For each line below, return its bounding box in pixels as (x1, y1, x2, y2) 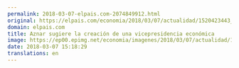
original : (7, 17, 37, 24)
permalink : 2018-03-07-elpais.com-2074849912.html (7, 10, 161, 18)
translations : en (7, 50, 59, 57)
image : (7, 37, 27, 44)
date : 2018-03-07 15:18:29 (7, 43, 87, 50)
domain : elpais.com (7, 23, 65, 30)
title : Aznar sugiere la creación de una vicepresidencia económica (7, 30, 215, 38)
